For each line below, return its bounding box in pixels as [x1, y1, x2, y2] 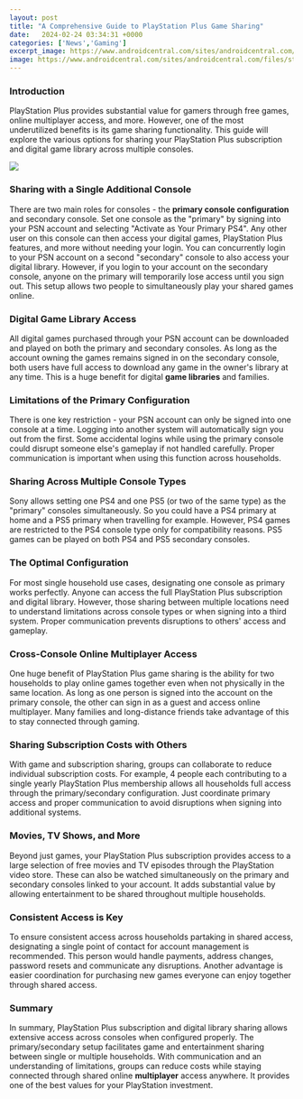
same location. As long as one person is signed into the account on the [9, 688, 273, 698]
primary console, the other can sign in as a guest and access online [9, 697, 261, 708]
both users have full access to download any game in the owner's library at [9, 362, 289, 373]
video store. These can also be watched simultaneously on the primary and [9, 869, 289, 880]
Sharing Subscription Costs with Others [9, 739, 188, 751]
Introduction [9, 85, 65, 97]
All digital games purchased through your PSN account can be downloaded [9, 333, 289, 344]
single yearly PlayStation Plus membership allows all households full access [9, 778, 291, 790]
